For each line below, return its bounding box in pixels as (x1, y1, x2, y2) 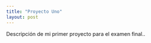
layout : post (6, 14, 39, 20)
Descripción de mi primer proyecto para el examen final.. (6, 30, 146, 37)
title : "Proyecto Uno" (6, 8, 62, 15)
